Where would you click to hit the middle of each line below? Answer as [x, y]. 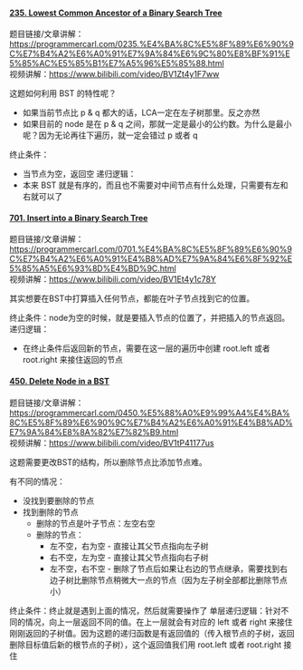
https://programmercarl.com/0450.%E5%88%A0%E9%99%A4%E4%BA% [150, 413]
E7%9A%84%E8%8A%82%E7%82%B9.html [94, 432]
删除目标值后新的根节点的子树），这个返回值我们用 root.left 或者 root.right [146, 645]
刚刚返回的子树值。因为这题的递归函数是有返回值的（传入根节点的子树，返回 [152, 633]
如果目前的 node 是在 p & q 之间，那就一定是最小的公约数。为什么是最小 [157, 124]
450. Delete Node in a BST [60, 381]
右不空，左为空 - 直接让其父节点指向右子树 [129, 557]
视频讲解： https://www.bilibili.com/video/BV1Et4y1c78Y [113, 279]
